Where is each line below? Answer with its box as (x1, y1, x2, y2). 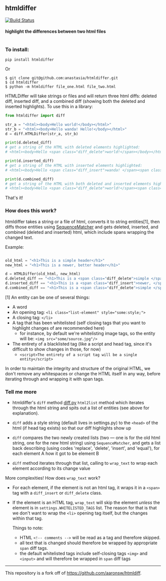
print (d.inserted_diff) (5, 158, 54, 163)
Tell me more (5, 388, 37, 395)
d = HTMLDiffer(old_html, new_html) (5, 272, 81, 277)
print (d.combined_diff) (5, 176, 54, 182)
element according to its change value (12, 465, 90, 471)
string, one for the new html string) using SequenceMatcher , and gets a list (12, 440, 161, 446)
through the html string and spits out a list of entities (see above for (12, 405, 150, 411)
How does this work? (5, 207, 57, 214)
